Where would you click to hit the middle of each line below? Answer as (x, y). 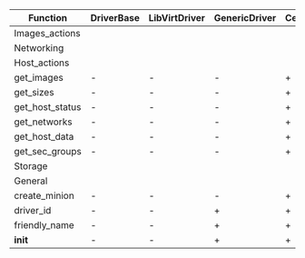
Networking (39, 48)
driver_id (33, 210)
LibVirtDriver (177, 18)
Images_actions (47, 33)
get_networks (43, 122)
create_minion (44, 196)
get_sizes (34, 92)
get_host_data (44, 137)
